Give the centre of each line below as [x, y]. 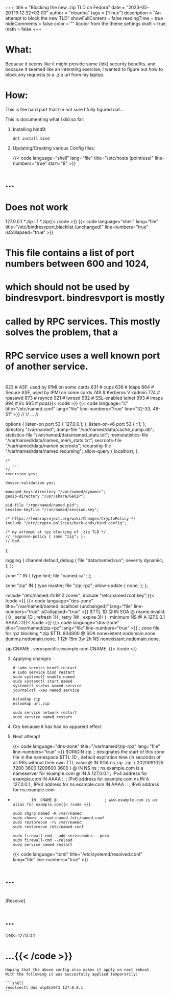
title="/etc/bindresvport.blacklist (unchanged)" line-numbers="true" [77, 227]
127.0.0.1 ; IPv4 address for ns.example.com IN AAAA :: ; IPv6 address [86, 784]
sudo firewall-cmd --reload [42, 840]
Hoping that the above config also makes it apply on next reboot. [79, 970]
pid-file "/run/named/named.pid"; [42, 505]
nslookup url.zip [31, 703]
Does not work [37, 208]
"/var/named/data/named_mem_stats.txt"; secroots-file [63, 440]
